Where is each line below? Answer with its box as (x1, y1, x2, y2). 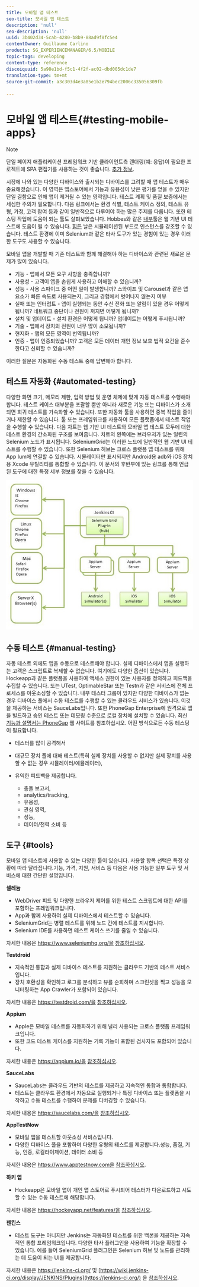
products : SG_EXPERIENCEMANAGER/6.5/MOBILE (6, 48, 115, 54)
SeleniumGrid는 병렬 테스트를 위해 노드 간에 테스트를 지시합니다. (14, 919, 165, 926)
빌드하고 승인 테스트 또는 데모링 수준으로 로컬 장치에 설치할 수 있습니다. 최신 (12, 712, 188, 719)
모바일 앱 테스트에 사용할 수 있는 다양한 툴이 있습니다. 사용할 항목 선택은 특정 (6, 857, 183, 864)
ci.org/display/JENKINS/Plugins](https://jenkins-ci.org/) (6, 1274, 141, 1281)
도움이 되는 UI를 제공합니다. (27, 1254, 92, 1261)
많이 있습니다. (17, 258, 49, 265)
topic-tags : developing (6, 54, 65, 60)
